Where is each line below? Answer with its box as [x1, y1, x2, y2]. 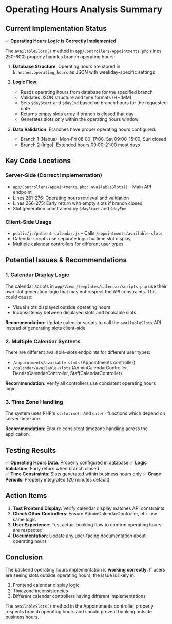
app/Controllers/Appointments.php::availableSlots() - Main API [12, 184, 151, 190]
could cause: [5, 294, 33, 300]
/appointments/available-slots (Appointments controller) [12, 359, 136, 365]
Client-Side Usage [5, 218, 52, 225]
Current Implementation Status [5, 24, 107, 33]
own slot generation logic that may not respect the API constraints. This [5, 288, 157, 294]
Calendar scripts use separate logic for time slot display [12, 235, 131, 241]
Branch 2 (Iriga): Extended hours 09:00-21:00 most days [20, 141, 140, 148]
